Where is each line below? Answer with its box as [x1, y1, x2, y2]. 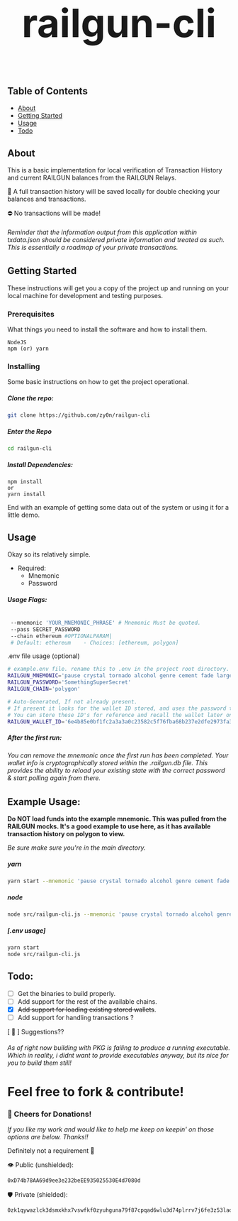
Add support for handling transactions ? [17, 1013, 135, 1022]
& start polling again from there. [7, 774, 101, 782]
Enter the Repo [7, 427, 52, 435]
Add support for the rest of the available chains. [17, 997, 157, 1006]
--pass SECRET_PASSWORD [10, 625, 81, 633]
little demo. [7, 510, 40, 520]
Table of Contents [7, 85, 89, 97]
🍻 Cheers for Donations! [7, 1109, 92, 1119]
